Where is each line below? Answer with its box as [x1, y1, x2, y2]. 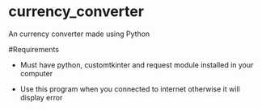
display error [19, 92, 63, 102]
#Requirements [8, 44, 59, 54]
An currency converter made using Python [8, 29, 150, 39]
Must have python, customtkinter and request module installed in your [19, 59, 254, 70]
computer [19, 68, 53, 78]
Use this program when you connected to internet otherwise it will [19, 84, 240, 94]
